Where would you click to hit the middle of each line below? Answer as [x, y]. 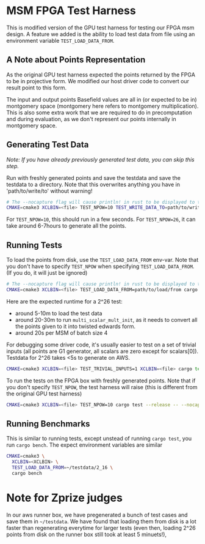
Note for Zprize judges [65, 498]
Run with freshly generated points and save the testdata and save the [94, 177]
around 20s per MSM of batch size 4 [61, 333]
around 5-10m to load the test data [59, 313]
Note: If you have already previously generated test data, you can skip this [100, 159]
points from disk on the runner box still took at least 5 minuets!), [86, 534]
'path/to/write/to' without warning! [49, 191]
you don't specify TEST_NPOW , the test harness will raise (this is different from [102, 387]
